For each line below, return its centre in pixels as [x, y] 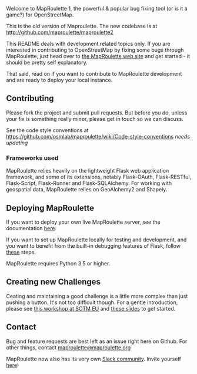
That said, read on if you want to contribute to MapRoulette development [94, 74]
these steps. [21, 252]
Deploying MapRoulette [50, 208]
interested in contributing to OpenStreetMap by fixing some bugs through [95, 50]
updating [17, 143]
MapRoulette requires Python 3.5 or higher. [58, 263]
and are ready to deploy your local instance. [59, 80]
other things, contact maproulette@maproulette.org [69, 347]
